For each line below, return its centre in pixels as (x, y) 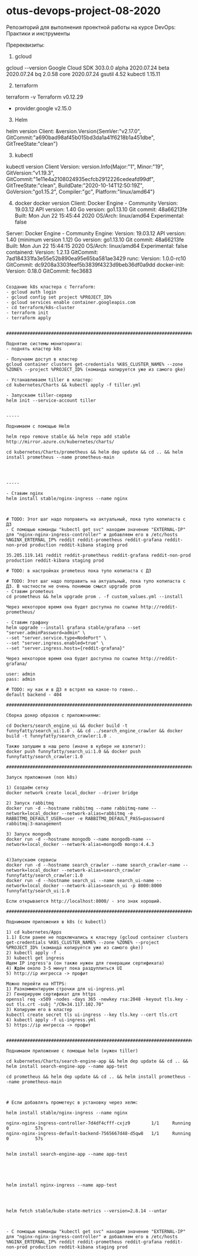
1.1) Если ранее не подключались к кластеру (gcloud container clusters (97, 937)
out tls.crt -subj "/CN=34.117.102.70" (55, 1004)
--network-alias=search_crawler (101, 870)
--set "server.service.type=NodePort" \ (57, 638)
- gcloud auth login (32, 292)
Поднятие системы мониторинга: (44, 343)
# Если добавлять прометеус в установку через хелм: (72, 1102)
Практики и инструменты (38, 33)
